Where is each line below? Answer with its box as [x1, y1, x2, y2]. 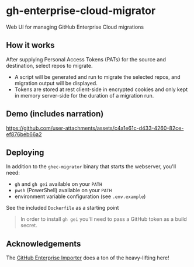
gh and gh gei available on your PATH [14, 181, 102, 188]
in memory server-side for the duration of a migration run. [14, 92, 154, 99]
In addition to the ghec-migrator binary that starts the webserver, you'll [6, 163, 176, 170]
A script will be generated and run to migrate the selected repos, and [14, 73, 181, 80]
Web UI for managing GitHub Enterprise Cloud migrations [6, 23, 144, 30]
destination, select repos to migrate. [6, 62, 93, 69]
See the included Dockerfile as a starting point [6, 204, 119, 211]
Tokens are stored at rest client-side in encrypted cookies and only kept [14, 86, 188, 93]
